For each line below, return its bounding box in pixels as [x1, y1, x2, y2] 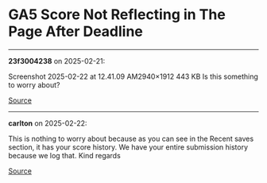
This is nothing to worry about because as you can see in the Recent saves [8, 134, 254, 143]
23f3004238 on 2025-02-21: [8, 56, 106, 65]
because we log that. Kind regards [8, 150, 121, 160]
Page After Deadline [8, 22, 143, 41]
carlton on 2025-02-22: [8, 118, 87, 128]
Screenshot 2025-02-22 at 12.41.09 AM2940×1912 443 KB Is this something [8, 72, 258, 81]
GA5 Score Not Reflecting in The [8, 6, 226, 24]
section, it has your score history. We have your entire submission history [8, 142, 249, 152]
